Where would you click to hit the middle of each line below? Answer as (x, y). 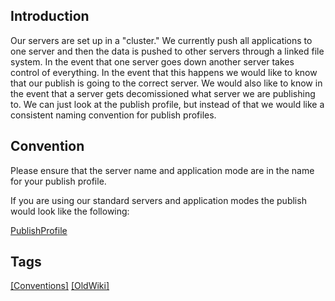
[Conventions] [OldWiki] (60, 286)
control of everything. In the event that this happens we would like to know (164, 72)
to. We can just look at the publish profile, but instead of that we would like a (167, 104)
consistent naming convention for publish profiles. (113, 115)
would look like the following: (70, 211)
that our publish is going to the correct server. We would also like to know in (166, 83)
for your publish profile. (58, 181)
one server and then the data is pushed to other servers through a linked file (167, 51)
